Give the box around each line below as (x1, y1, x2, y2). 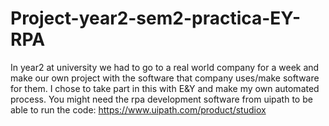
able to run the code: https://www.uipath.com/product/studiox (10, 103, 267, 116)
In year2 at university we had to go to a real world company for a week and (10, 61, 320, 73)
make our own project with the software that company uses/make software (10, 72, 320, 84)
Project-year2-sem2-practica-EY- (10, 7, 302, 30)
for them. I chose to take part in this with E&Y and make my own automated (10, 82, 320, 94)
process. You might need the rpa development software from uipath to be (10, 93, 313, 105)
